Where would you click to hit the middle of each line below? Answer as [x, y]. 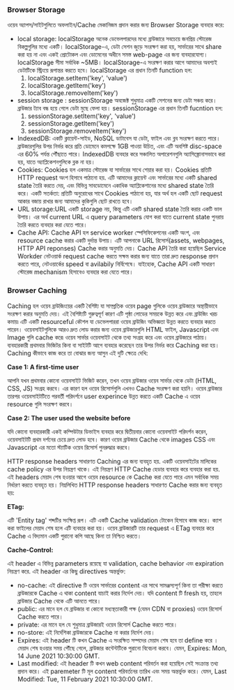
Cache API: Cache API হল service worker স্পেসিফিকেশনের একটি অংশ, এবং [109, 233]
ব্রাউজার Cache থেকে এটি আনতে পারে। [59, 601]
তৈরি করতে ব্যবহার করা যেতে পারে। [52, 225]
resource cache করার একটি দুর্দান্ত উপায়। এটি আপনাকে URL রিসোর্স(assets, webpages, [121, 241]
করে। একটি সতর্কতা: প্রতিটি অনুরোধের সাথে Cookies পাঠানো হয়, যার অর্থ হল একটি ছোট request [120, 193]
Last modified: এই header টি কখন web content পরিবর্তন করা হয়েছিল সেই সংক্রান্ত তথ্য [118, 663]
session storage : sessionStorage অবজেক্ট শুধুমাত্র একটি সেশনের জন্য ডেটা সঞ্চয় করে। [117, 101]
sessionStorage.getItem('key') [71, 124]
